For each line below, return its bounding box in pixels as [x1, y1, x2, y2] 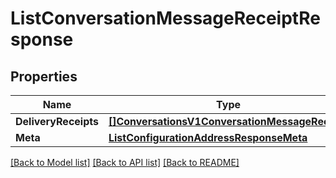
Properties [10, 68, 78, 85]
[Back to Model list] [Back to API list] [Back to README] [10, 157, 240, 168]
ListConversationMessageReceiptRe [10, 7, 321, 30]
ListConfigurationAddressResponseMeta [108, 131, 308, 144]
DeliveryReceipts [15, 115, 99, 128]
